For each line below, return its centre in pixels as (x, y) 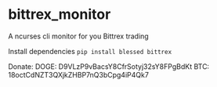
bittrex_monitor (60, 14)
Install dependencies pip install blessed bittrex (90, 51)
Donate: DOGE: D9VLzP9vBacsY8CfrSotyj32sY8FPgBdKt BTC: (109, 66)
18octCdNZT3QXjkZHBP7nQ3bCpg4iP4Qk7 (78, 74)
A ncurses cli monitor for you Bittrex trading (78, 36)
